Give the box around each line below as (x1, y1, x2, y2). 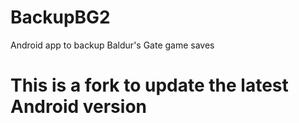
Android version (10, 96, 147, 118)
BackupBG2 (10, 6, 111, 29)
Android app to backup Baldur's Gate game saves (10, 39, 215, 51)
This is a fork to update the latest (10, 74, 289, 97)
